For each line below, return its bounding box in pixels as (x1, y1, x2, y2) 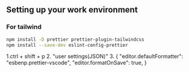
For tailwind (6, 23, 42, 31)
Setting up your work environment (6, 5, 138, 15)
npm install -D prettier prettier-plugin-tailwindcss (6, 36, 145, 43)
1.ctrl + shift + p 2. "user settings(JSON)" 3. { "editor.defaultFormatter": (6, 53, 184, 60)
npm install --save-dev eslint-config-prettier (6, 42, 129, 48)
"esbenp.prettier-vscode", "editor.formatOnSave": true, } (6, 59, 147, 67)
